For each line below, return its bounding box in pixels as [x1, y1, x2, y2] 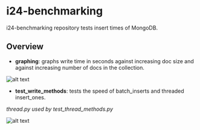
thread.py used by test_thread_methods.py [6, 105, 114, 113]
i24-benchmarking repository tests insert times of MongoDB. [6, 24, 158, 31]
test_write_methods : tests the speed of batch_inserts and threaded [15, 87, 184, 94]
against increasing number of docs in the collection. [15, 64, 145, 71]
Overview [6, 42, 44, 52]
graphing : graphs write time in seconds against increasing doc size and [15, 57, 195, 64]
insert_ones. [15, 93, 46, 101]
